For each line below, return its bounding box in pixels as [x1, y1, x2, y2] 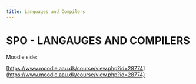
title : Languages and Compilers [6, 8, 85, 15]
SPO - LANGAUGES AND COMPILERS [6, 33, 190, 47]
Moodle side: [6, 53, 38, 61]
